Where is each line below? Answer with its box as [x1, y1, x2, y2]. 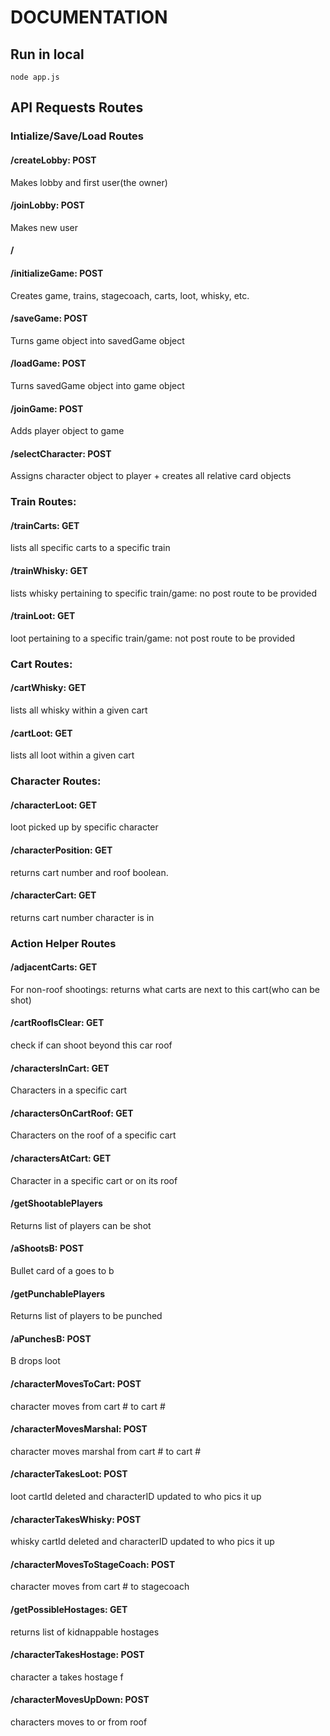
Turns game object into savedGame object [10, 334, 185, 346]
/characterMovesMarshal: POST [10, 1423, 148, 1435]
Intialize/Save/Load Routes [10, 129, 144, 143]
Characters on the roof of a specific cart [10, 1129, 177, 1141]
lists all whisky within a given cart [10, 704, 148, 716]
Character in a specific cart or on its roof [10, 1174, 178, 1186]
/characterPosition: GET [10, 844, 113, 856]
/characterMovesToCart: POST [10, 1378, 142, 1390]
